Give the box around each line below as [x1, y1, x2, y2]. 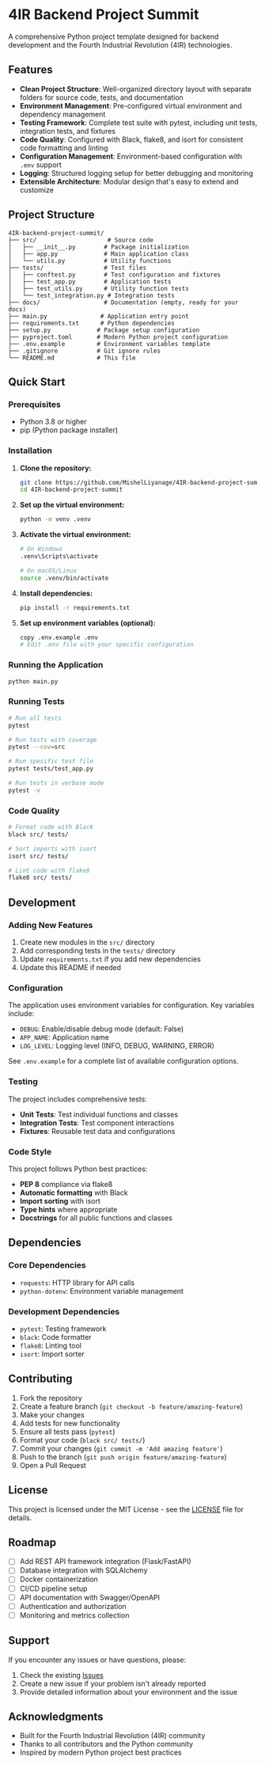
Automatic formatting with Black [19, 1188, 128, 1197]
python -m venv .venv [19, 515, 91, 523]
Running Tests [8, 696, 65, 707]
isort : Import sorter [19, 1348, 85, 1359]
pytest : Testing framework [19, 1324, 107, 1333]
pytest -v [8, 786, 41, 794]
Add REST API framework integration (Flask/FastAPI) [19, 1557, 191, 1566]
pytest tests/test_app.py [8, 765, 93, 773]
